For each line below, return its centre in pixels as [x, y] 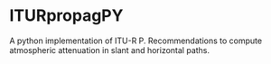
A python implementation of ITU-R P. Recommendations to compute [136, 41]
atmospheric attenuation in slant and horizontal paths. [110, 50]
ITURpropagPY [66, 16]
